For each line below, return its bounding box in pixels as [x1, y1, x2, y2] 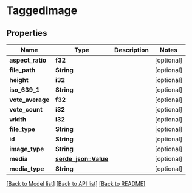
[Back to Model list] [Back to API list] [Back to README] [6, 180, 146, 187]
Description [114, 46, 149, 54]
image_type [9, 145, 44, 153]
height [9, 76, 29, 84]
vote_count [9, 106, 43, 113]
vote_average [9, 95, 50, 104]
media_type [9, 164, 44, 173]
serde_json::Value [55, 155, 109, 163]
